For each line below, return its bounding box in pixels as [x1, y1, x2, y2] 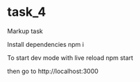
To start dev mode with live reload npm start [7, 53, 134, 62]
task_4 [7, 4, 46, 20]
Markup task [7, 27, 44, 35]
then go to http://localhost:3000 [7, 67, 99, 75]
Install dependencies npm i [7, 40, 85, 48]
